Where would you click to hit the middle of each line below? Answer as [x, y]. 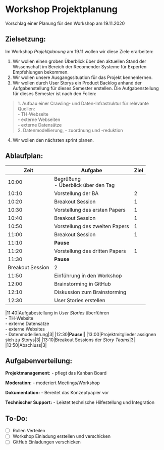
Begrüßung [67, 179]
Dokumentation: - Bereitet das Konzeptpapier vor [57, 393]
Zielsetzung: [26, 39]
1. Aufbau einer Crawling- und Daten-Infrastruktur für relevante [83, 103]
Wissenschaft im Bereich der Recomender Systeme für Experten [79, 66]
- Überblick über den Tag [85, 185]
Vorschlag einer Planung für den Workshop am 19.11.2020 [65, 23]
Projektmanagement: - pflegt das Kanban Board [56, 373]
